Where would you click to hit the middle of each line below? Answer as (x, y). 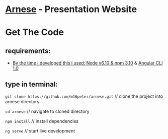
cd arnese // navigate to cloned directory (47, 111)
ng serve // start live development (40, 131)
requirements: (28, 51)
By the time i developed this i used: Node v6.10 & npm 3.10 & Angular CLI (88, 63)
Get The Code (35, 32)
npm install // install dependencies (42, 121)
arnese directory (22, 101)
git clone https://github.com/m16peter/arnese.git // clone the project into (84, 96)
